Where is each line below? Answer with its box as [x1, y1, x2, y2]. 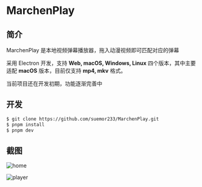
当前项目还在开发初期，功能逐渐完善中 [6, 80, 102, 87]
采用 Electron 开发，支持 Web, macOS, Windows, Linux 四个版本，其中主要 [6, 59, 197, 67]
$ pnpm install [6, 121, 45, 127]
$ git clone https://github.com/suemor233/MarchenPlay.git [6, 116, 159, 122]
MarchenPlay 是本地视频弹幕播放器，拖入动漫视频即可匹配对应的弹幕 [6, 47, 179, 53]
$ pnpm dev [6, 127, 34, 134]
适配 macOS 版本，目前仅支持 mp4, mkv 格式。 [6, 67, 127, 74]
